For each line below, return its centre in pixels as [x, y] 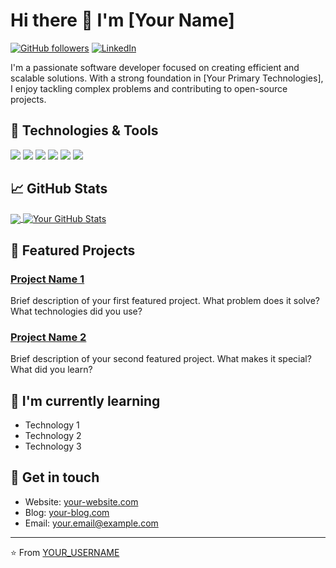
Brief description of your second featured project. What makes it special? [161, 359]
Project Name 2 [48, 337]
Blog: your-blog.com [67, 512]
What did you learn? [51, 370]
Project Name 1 [47, 279]
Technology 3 [53, 446]
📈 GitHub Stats [59, 189]
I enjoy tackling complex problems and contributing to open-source [149, 88]
